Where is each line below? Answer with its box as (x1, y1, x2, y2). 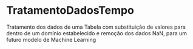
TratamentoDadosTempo (6, 4, 135, 17)
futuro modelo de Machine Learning (6, 36, 96, 43)
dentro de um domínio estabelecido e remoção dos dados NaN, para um (6, 29, 187, 36)
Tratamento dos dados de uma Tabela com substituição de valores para (6, 23, 186, 30)
